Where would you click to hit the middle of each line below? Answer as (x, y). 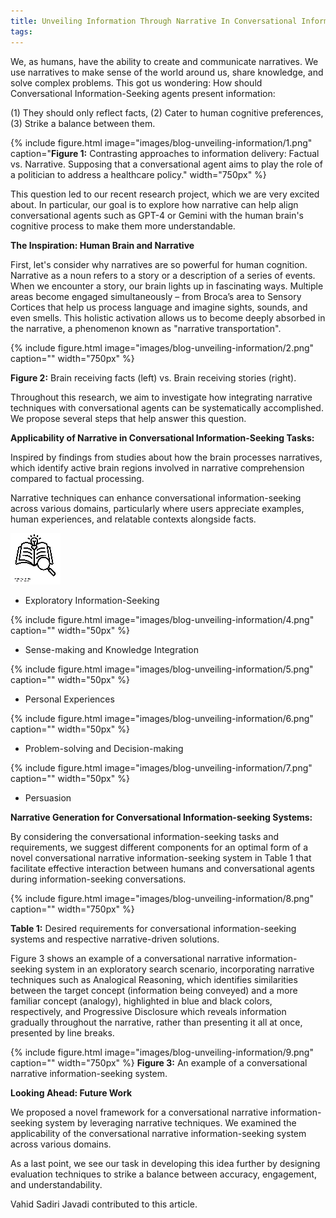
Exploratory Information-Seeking (92, 600)
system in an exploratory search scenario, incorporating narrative (179, 969)
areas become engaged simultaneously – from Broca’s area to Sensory (156, 296)
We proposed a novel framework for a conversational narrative (139, 1112)
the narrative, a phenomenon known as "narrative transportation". (146, 328)
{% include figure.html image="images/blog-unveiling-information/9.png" (162, 1052)
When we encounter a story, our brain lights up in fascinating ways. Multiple (167, 286)
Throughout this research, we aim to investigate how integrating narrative (161, 397)
